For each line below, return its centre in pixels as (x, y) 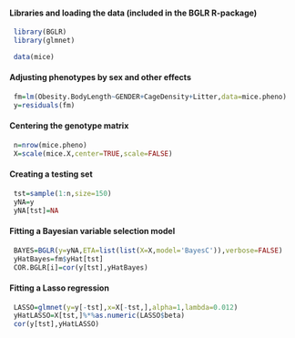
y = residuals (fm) (44, 105)
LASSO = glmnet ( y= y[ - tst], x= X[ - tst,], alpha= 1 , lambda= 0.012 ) (126, 307)
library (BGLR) (40, 32)
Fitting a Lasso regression (59, 288)
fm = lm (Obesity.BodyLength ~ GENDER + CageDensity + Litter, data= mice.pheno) (150, 97)
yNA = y (24, 202)
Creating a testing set (51, 174)
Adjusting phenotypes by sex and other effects (100, 77)
